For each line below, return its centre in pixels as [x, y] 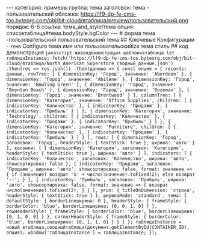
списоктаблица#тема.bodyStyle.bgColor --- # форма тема [81, 33]
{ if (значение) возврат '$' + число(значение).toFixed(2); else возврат [101, 175]
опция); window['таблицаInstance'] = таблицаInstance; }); [82, 233]
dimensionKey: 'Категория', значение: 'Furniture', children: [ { [91, 127]
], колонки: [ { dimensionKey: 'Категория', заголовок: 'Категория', [95, 148]
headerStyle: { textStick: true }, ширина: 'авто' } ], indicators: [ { [99, 153]
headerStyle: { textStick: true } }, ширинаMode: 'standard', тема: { [97, 196]
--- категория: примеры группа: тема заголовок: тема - [78, 8]
